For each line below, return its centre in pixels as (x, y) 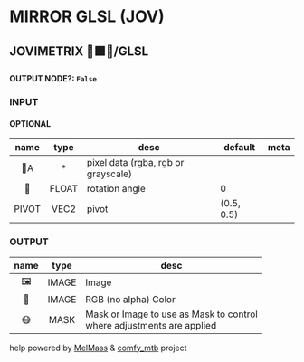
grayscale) (109, 174)
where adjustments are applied (151, 325)
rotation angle (116, 189)
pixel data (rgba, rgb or (135, 163)
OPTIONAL (30, 123)
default (239, 148)
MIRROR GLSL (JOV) (87, 17)
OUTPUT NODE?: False (53, 79)
